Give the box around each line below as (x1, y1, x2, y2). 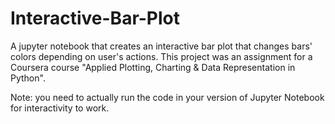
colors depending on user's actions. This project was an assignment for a (10, 50, 313, 62)
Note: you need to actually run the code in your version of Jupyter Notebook (10, 91, 325, 103)
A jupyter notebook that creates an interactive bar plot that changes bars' (10, 40, 313, 52)
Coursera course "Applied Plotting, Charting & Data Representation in (10, 61, 296, 73)
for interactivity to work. (10, 102, 110, 114)
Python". (10, 72, 46, 84)
